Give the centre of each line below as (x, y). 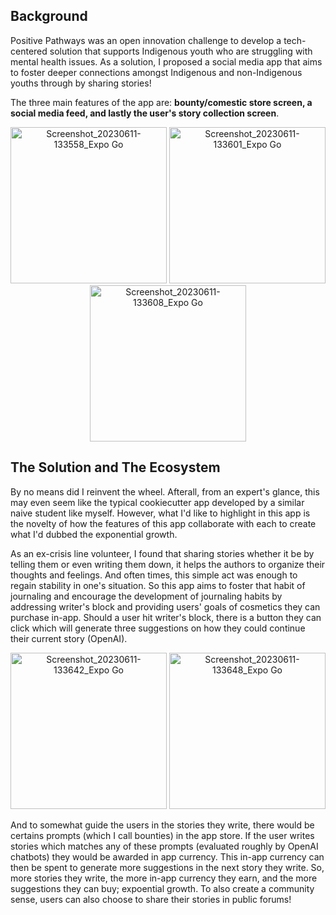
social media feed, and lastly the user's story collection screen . (145, 113)
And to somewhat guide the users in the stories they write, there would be (162, 825)
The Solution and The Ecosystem (115, 467)
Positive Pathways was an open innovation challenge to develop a (146, 40)
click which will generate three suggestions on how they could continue (158, 628)
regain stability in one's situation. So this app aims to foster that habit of (158, 585)
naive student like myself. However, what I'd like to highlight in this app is (160, 513)
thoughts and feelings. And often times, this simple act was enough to (154, 575)
